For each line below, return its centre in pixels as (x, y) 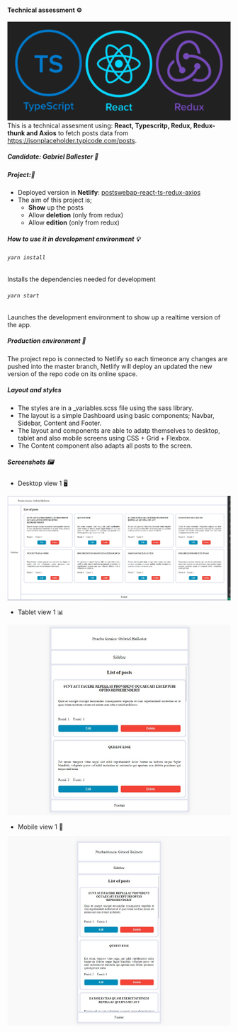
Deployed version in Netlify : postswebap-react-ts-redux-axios (109, 193)
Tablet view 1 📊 (40, 612)
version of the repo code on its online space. (73, 374)
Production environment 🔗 (47, 341)
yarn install (27, 257)
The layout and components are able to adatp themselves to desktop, (119, 430)
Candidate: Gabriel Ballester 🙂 (53, 157)
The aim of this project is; (55, 200)
